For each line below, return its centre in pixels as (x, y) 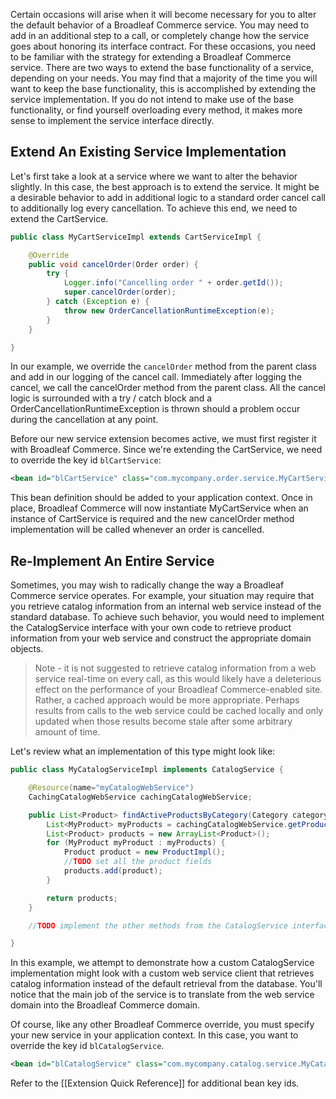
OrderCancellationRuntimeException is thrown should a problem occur (155, 409)
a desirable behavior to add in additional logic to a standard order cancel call (168, 197)
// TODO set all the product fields (138, 862)
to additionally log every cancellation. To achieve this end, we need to (154, 208)
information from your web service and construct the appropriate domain (161, 638)
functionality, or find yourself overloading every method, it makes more (156, 110)
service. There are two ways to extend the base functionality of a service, (162, 67)
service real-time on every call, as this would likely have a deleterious (178, 679)
